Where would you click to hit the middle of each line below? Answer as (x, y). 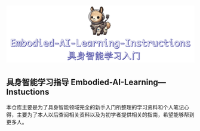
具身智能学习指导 (38, 82)
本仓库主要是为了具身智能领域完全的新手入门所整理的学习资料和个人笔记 (95, 107)
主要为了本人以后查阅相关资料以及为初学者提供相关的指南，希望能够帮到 (105, 114)
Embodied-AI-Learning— (118, 82)
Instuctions (28, 92)
